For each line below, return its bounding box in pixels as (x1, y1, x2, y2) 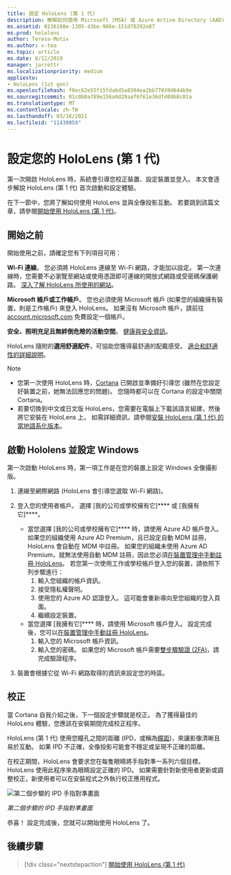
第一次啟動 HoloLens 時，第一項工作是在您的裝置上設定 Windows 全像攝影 (7, 464, 218, 472)
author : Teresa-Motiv (7, 36, 69, 43)
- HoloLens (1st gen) (7, 81, 69, 88)
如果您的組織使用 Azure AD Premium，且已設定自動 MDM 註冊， (27, 533, 210, 542)
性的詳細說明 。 (7, 351, 49, 359)
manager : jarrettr (7, 61, 60, 68)
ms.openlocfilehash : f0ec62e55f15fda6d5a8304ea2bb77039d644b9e (7, 87, 192, 94)
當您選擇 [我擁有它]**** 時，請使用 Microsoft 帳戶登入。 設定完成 (27, 620, 212, 628)
